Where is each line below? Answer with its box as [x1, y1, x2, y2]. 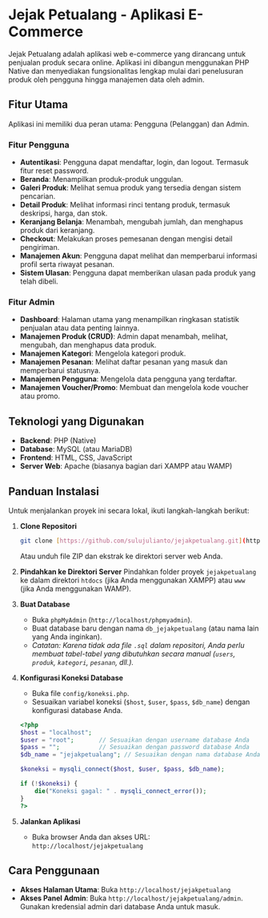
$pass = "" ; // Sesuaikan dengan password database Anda [19, 743, 250, 751]
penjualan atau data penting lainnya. [19, 323, 140, 333]
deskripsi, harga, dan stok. [19, 208, 108, 218]
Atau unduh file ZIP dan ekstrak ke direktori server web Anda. [19, 551, 223, 561]
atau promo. [19, 391, 61, 401]
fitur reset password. [19, 166, 90, 175]
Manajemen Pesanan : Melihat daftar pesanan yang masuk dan [19, 357, 228, 367]
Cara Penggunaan [8, 864, 100, 877]
